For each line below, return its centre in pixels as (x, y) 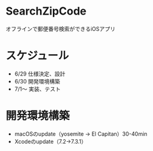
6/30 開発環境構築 (37, 81)
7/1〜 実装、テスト (38, 89)
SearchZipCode (46, 11)
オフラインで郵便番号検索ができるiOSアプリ (61, 29)
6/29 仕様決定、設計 (40, 74)
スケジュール (37, 56)
